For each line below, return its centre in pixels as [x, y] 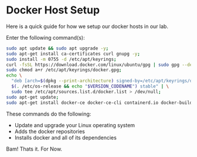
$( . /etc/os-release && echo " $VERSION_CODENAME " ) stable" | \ [90, 86]
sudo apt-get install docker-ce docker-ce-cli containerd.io [82, 103]
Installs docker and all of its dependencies [66, 137]
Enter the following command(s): [45, 37]
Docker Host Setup [53, 10]
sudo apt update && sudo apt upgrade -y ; [57, 48]
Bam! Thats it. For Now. [34, 149]
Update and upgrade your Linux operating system [75, 125]
